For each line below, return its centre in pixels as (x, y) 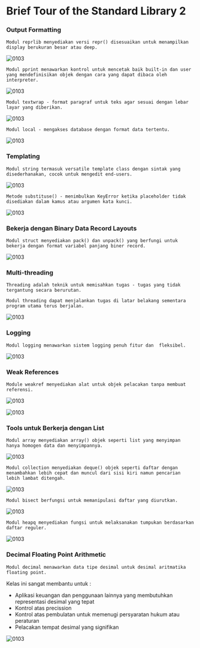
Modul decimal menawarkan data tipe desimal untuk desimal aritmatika (96, 567)
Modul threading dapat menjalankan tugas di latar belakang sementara (96, 301)
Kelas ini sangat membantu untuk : (49, 583)
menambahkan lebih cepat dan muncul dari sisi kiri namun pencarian (93, 473)
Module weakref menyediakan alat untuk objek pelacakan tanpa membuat (96, 384)
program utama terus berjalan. (45, 306)
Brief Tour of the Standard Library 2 (96, 11)
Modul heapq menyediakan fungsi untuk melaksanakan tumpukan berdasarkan (100, 523)
